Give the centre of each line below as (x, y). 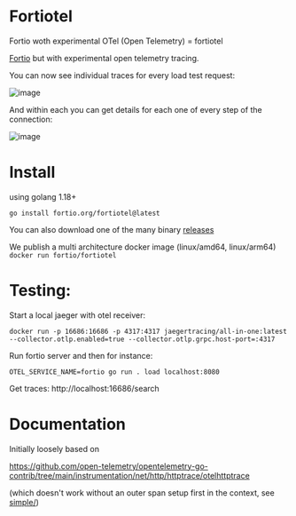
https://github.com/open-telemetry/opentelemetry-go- (109, 466)
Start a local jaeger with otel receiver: (78, 315)
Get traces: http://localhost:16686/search (84, 388)
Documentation (68, 425)
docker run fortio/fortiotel (63, 255)
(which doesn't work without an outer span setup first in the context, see (142, 492)
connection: (31, 119)
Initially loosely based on (55, 449)
